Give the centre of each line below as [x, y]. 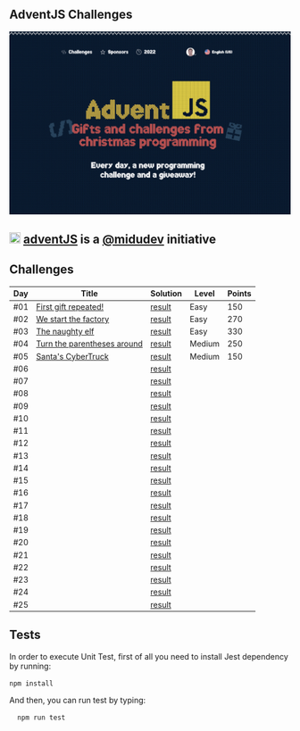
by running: [30, 666]
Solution [167, 294]
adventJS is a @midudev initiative [120, 239]
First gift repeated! [70, 306]
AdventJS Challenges [71, 15]
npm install [31, 683]
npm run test [42, 718]
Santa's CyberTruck [72, 356]
